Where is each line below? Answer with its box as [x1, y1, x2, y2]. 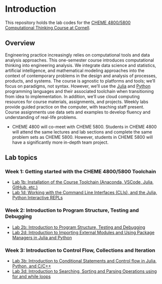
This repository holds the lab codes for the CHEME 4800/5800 [5, 20, 131, 25]
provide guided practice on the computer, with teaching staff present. [5, 104, 144, 109]
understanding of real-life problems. [5, 114, 78, 120]
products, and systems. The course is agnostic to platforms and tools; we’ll [5, 78, 156, 84]
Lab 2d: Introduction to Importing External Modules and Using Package [12, 229, 155, 235]
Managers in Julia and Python [12, 235, 72, 240]
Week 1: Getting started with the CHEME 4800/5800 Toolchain [5, 168, 157, 175]
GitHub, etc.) [12, 184, 38, 190]
